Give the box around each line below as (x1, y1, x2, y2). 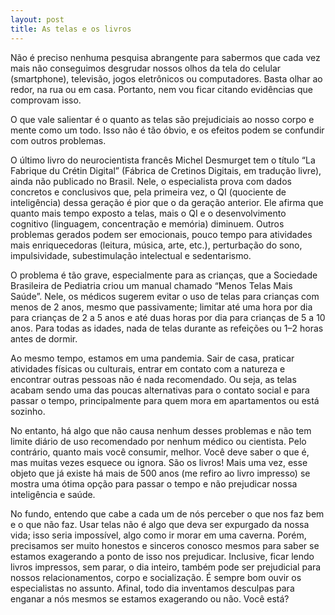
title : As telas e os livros (10, 24, 132, 34)
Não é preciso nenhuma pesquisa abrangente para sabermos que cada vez (10, 51, 321, 63)
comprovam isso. (10, 94, 82, 106)
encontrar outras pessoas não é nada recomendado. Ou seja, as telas (10, 373, 297, 385)
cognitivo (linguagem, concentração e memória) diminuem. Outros (10, 217, 285, 230)
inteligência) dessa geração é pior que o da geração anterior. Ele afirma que (10, 196, 324, 208)
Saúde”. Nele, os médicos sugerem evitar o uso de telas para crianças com (10, 290, 320, 302)
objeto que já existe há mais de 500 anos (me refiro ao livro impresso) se (10, 467, 311, 479)
